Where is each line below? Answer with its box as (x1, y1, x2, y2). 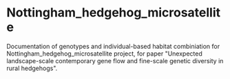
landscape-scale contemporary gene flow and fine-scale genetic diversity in (6, 56, 224, 65)
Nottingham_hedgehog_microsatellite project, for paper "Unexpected (6, 49, 202, 58)
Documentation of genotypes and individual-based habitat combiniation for (6, 42, 220, 50)
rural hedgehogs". (6, 64, 58, 72)
